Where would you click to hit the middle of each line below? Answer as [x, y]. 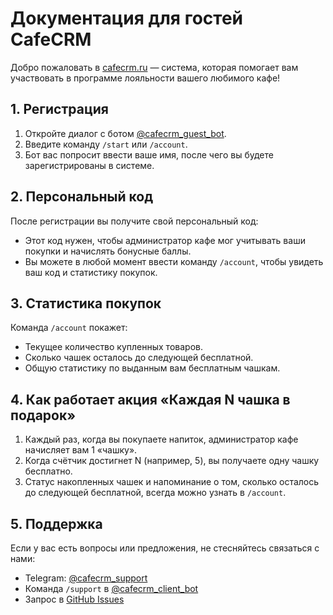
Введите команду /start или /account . [106, 144]
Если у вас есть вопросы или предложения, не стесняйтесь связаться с [165, 548]
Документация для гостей [127, 18]
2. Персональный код [82, 197]
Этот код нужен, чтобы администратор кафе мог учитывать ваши [165, 240]
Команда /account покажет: [69, 328]
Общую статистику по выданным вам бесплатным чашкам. [152, 368]
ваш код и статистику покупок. [91, 272]
